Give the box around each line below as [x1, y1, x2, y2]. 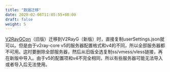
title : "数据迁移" [5, 7, 42, 13]
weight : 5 [5, 21, 26, 27]
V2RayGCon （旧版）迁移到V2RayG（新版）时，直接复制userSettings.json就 [5, 36, 164, 42]
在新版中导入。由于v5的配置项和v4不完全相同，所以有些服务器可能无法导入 [5, 55, 163, 61]
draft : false [5, 17, 33, 22]
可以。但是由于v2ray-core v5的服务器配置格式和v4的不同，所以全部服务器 [5, 43, 161, 49]
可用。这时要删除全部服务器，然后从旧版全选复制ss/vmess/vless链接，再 [9, 49, 163, 55]
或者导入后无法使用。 [5, 61, 50, 67]
